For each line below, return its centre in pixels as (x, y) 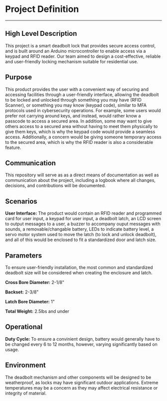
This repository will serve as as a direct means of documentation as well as (82, 175)
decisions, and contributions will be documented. (55, 186)
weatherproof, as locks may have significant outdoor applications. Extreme (82, 383)
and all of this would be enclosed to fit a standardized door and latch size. (81, 240)
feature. (13, 147)
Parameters (24, 255)
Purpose (19, 77)
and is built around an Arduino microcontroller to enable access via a (76, 51)
